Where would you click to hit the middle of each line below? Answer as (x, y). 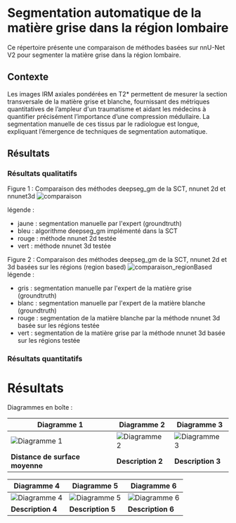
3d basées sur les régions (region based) (67, 267)
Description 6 (151, 510)
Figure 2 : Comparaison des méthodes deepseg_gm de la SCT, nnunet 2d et (117, 260)
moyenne (27, 466)
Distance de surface (46, 457)
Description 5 (92, 510)
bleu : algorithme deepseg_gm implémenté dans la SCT (97, 231)
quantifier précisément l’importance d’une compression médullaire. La (109, 116)
